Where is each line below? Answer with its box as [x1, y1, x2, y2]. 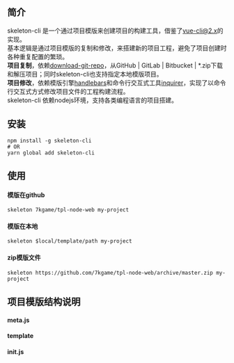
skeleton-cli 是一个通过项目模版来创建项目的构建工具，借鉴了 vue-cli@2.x [7, 26, 218, 35]
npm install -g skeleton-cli [7, 137, 92, 144]
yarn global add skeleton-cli [7, 149, 95, 156]
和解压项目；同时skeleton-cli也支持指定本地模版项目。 [7, 70, 163, 78]
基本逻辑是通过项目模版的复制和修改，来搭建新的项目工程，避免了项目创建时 [7, 44, 227, 52]
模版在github [7, 191, 45, 199]
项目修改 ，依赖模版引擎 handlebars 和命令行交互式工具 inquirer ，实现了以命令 [7, 79, 226, 87]
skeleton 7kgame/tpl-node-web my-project [7, 207, 130, 213]
